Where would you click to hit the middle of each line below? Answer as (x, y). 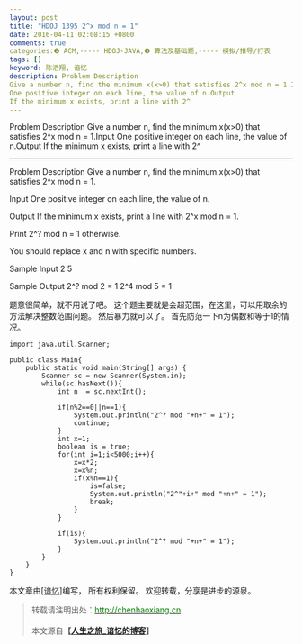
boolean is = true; (93, 447)
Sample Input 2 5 (41, 269)
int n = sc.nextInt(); (102, 392)
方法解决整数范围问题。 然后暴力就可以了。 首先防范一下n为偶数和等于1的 (145, 316)
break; (102, 502)
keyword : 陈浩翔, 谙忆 (49, 68)
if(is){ (72, 534)
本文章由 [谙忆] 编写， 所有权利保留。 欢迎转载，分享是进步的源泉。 (133, 591)
